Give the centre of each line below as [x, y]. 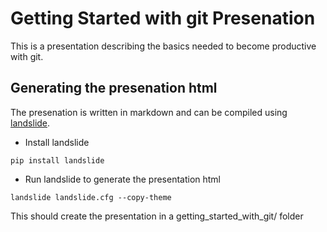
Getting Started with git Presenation [163, 18]
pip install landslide [57, 160]
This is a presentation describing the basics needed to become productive [163, 46]
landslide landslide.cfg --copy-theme [91, 197]
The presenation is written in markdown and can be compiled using [149, 112]
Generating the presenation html [114, 88]
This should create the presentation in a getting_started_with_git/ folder [157, 216]
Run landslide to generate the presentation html [123, 179]
